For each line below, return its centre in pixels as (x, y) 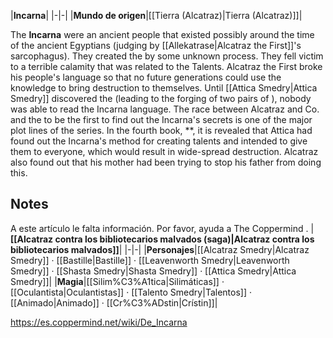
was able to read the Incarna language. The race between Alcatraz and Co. (165, 109)
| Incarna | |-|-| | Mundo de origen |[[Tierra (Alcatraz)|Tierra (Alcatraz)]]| (156, 15)
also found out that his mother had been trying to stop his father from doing (166, 162)
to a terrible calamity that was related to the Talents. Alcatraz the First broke (166, 66)
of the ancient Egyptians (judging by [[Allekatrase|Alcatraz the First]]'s (156, 45)
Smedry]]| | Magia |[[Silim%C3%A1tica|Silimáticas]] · (117, 281)
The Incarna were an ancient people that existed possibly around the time (162, 34)
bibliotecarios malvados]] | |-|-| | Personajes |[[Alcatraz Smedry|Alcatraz (160, 249)
